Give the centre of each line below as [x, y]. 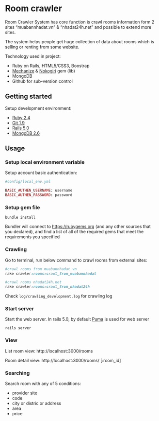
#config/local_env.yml [28, 182]
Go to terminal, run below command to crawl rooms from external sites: [76, 260]
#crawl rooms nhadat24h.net [33, 282]
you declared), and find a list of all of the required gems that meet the [74, 232]
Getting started [29, 96]
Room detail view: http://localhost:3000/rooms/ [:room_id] [63, 360]
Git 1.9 [18, 123]
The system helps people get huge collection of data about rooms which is [79, 41]
